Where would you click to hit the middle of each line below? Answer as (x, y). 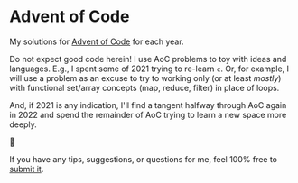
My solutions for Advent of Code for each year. (97, 41)
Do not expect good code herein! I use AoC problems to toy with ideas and (148, 59)
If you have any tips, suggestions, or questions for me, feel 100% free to (144, 159)
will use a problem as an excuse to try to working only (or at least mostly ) (145, 78)
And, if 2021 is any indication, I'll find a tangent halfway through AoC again (148, 105)
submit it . (27, 169)
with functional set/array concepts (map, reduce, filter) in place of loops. (144, 87)
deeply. (23, 124)
